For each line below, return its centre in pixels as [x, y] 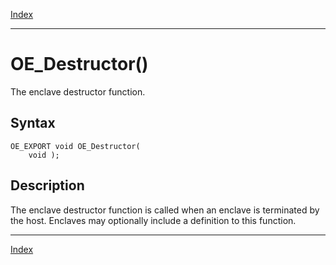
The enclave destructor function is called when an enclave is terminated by [165, 210]
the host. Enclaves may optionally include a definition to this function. [153, 220]
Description [47, 185]
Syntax [33, 123]
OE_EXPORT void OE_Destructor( [75, 146]
